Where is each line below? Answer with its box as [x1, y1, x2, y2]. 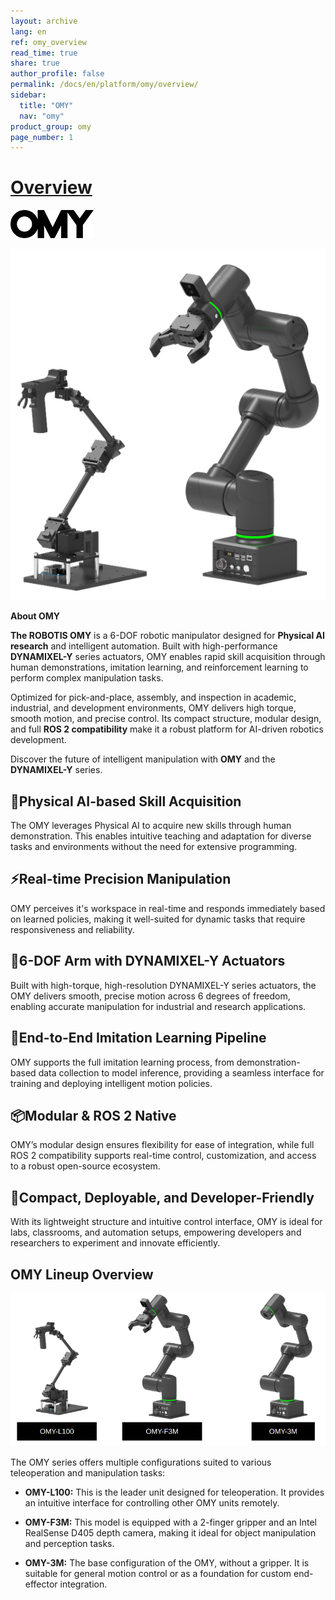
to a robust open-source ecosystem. [10, 1160, 161, 1172]
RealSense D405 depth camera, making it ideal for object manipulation [24, 1527, 317, 1539]
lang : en [10, 26, 47, 37]
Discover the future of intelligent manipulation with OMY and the [10, 753, 276, 765]
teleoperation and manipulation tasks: [10, 1467, 166, 1479]
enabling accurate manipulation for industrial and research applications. [10, 1000, 307, 1012]
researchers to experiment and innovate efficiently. [10, 1237, 221, 1249]
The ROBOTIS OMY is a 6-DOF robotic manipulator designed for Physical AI [10, 630, 325, 642]
